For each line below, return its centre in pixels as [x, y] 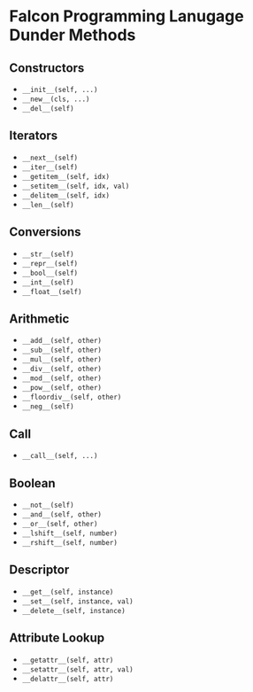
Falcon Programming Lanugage [127, 16]
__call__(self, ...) [60, 456]
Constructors [47, 68]
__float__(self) [52, 292]
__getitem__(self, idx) [66, 176]
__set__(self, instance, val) [78, 601]
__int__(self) [48, 282]
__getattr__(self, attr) [68, 660]
